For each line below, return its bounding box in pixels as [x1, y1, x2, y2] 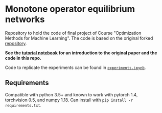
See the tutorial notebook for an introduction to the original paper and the [5, 50, 158, 56]
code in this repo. [5, 55, 42, 61]
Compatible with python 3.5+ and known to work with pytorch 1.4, [5, 91, 138, 97]
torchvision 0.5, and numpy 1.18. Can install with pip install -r [5, 97, 133, 103]
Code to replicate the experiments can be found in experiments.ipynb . [5, 65, 146, 70]
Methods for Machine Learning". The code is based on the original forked [5, 35, 153, 41]
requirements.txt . [5, 102, 42, 108]
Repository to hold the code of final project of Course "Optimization [5, 30, 141, 36]
